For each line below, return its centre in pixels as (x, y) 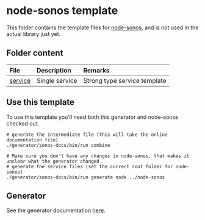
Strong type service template (125, 80)
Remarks (96, 70)
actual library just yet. (34, 34)
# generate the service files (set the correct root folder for (90, 166)
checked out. (23, 123)
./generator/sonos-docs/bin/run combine (59, 145)
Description (54, 70)
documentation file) (33, 140)
